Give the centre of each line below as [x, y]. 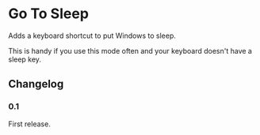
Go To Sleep [49, 14]
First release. [30, 124]
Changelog [36, 84]
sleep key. [25, 59]
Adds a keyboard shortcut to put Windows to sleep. [92, 36]
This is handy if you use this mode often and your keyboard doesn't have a [130, 51]
